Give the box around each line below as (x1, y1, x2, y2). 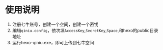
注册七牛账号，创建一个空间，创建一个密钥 (12, 21, 99, 27)
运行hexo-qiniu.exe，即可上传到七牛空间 (12, 39, 94, 45)
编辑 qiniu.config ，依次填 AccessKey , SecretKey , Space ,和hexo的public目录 (12, 27, 159, 33)
